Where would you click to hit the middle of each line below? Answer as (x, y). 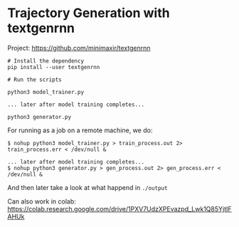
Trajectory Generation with (89, 13)
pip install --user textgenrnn (54, 67)
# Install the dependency (46, 61)
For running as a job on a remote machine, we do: (80, 130)
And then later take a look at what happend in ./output (87, 187)
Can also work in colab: (42, 201)
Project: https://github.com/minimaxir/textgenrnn (79, 48)
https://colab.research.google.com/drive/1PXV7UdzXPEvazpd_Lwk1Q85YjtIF (119, 208)
